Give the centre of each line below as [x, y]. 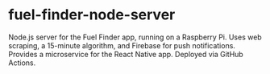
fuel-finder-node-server [92, 15]
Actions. [22, 63]
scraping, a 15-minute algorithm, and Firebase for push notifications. [122, 45]
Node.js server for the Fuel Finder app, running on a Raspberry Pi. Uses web [135, 37]
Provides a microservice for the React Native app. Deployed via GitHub [126, 54]
